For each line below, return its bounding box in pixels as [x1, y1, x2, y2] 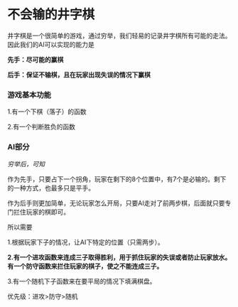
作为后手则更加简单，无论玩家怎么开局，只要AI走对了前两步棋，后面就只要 [7, 198, 225, 207]
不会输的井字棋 [7, 6, 95, 23]
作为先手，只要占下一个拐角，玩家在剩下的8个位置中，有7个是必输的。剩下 [7, 175, 227, 183]
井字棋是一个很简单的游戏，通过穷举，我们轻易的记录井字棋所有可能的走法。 [7, 31, 232, 40]
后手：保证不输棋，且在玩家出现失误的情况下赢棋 [7, 70, 151, 79]
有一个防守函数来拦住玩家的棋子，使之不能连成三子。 [7, 262, 163, 270]
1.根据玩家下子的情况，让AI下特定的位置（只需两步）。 [7, 237, 165, 246]
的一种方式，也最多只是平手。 [7, 183, 94, 192]
